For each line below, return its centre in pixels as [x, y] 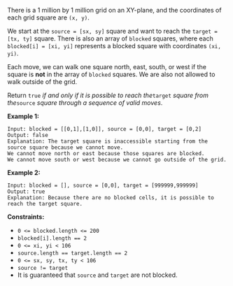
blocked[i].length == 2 [52, 238]
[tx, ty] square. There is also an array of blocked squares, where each [110, 38]
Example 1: [23, 116]
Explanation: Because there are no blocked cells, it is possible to [111, 198]
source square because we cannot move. [65, 148]
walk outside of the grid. [42, 82]
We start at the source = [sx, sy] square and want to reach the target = [113, 31]
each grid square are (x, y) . [48, 17]
